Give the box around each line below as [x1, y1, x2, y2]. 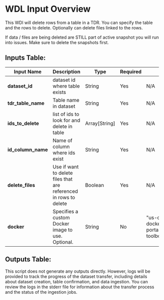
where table [52, 82, 80, 89]
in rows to [52, 194, 76, 201]
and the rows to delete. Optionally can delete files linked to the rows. [5, 24, 143, 30]
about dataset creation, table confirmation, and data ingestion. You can [5, 278, 148, 284]
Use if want [52, 163, 79, 170]
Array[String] [85, 120, 116, 127]
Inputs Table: [5, 54, 46, 62]
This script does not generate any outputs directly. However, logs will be [5, 268, 150, 274]
